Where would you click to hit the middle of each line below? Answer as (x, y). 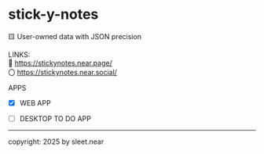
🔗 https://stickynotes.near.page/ (60, 63)
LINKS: (19, 54)
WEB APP (35, 102)
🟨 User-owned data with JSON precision (75, 36)
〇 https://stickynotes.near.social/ (63, 72)
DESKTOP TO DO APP (55, 118)
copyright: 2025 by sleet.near (56, 141)
